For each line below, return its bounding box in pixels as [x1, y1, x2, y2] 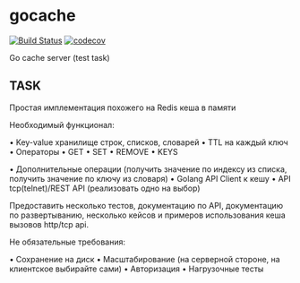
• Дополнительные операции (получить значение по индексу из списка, [9, 163, 287, 175]
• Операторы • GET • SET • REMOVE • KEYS [9, 146, 179, 157]
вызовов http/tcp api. [9, 219, 90, 229]
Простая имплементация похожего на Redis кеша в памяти [9, 102, 236, 113]
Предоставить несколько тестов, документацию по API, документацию [9, 200, 284, 210]
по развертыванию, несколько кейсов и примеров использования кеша [9, 210, 287, 220]
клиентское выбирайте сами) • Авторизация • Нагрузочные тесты [9, 263, 264, 274]
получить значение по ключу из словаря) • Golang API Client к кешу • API [9, 173, 291, 184]
